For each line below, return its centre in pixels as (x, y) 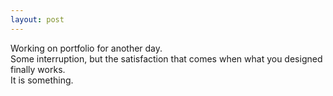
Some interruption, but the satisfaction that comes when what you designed (166, 58)
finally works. (38, 69)
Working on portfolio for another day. (86, 48)
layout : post (37, 19)
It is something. (42, 80)
